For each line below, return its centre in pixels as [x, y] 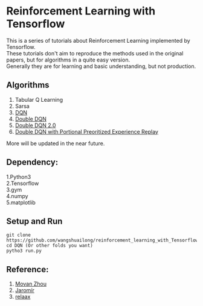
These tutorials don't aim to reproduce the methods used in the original [95, 53]
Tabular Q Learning [39, 99]
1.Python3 [19, 176]
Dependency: [32, 162]
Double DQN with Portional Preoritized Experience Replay [87, 131]
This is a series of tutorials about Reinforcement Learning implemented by [98, 40]
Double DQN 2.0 [35, 125]
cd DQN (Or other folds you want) [50, 246]
